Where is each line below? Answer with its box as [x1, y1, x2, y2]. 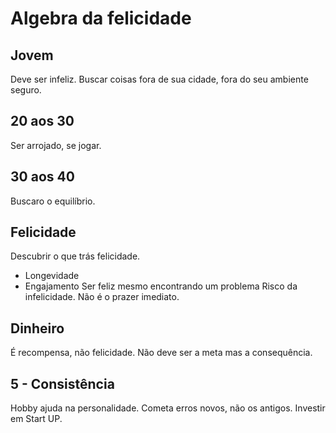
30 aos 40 [10, 168, 75, 186]
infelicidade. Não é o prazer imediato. [24, 291, 180, 303]
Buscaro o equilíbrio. [10, 195, 96, 207]
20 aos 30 [10, 113, 75, 130]
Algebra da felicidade [10, 7, 192, 30]
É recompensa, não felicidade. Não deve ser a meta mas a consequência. [10, 347, 313, 359]
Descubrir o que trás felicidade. [10, 250, 141, 262]
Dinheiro [10, 320, 65, 337]
